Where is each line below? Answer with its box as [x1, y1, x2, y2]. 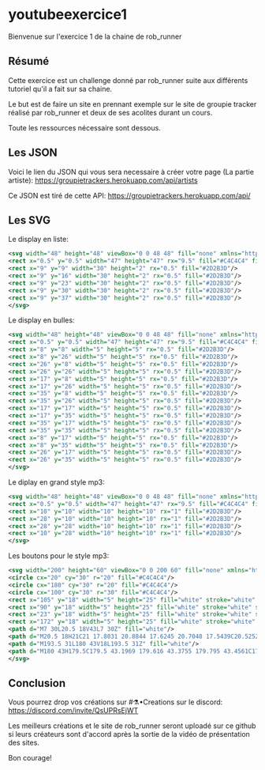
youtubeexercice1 [8, 6, 128, 24]
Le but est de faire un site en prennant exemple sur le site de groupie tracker [8, 99, 257, 108]
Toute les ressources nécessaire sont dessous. [8, 123, 162, 132]
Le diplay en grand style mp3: [8, 477, 105, 487]
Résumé [8, 55, 50, 68]
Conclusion [8, 676, 66, 689]
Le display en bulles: [8, 315, 75, 325]
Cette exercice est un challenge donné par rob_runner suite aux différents [8, 75, 248, 85]
